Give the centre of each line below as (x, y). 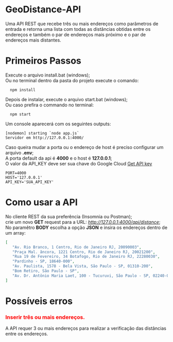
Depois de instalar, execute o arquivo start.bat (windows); (66, 99)
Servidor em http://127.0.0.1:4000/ (45, 138)
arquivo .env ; (20, 153)
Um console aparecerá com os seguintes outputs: (58, 124)
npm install (23, 90)
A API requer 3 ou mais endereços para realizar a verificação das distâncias (86, 328)
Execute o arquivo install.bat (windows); (48, 75)
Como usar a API (42, 203)
